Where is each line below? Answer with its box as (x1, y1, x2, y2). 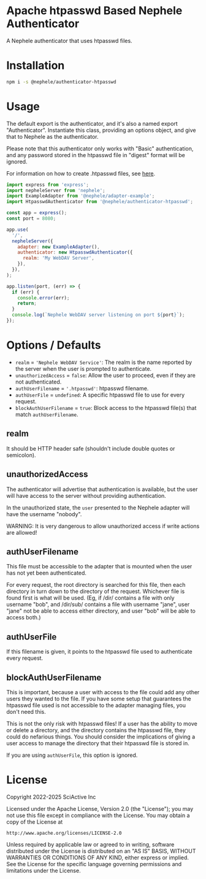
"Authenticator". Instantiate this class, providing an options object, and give (6, 126, 196, 134)
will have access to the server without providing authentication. (6, 492, 167, 499)
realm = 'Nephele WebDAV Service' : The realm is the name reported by (15, 358, 192, 366)
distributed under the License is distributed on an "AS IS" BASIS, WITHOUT (6, 847, 196, 854)
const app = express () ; (6, 210, 67, 216)
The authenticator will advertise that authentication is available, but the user (6, 486, 198, 493)
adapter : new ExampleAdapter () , (17, 244, 100, 250)
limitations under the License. (6, 867, 81, 874)
